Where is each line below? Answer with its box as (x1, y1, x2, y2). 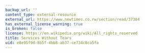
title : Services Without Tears (5, 36, 72, 41)
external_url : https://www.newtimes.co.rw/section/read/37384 (5, 17, 140, 22)
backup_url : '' (5, 7, 38, 13)
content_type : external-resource (5, 12, 76, 17)
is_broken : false (5, 26, 42, 31)
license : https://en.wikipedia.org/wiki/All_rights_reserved (5, 31, 138, 36)
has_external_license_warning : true (5, 21, 83, 27)
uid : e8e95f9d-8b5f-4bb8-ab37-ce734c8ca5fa (5, 40, 99, 45)
